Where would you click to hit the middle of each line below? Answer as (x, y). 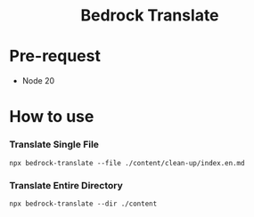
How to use (52, 117)
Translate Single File (54, 145)
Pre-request (55, 56)
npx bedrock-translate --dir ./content (83, 204)
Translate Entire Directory (66, 185)
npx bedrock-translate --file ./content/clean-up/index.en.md (127, 163)
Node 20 (38, 81)
